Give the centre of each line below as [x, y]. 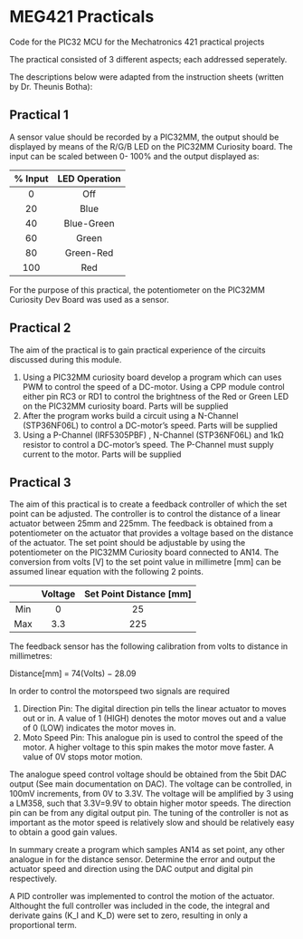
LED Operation [90, 179]
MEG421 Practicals [82, 17]
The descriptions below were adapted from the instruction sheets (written [147, 77]
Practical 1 [39, 115]
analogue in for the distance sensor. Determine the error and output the [142, 859]
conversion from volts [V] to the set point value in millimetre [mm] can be [146, 562]
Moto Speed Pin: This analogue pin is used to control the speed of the [152, 738]
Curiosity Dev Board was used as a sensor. [90, 299]
